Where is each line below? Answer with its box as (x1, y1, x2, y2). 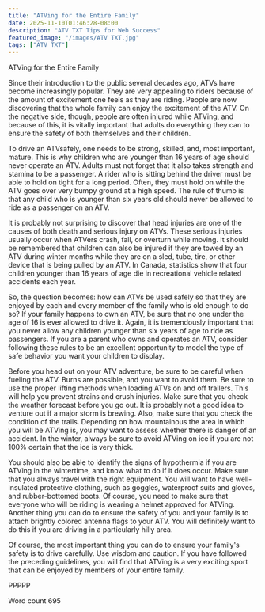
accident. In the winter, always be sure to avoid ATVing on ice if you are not (8, 434, 254, 443)
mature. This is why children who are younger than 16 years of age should (8, 152, 249, 162)
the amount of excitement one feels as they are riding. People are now (8, 95, 237, 105)
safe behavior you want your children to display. (8, 352, 165, 361)
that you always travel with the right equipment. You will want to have (8, 474, 234, 484)
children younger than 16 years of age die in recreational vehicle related (8, 268, 242, 278)
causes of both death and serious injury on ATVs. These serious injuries (8, 226, 243, 236)
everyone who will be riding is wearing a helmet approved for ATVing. (8, 500, 235, 509)
